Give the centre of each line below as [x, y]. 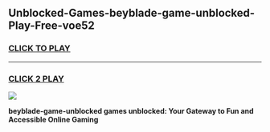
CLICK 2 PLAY [36, 78]
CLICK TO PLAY [39, 49]
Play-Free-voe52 [51, 26]
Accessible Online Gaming [53, 119]
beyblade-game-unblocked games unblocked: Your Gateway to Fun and [131, 110]
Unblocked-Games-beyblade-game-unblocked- [132, 13]
